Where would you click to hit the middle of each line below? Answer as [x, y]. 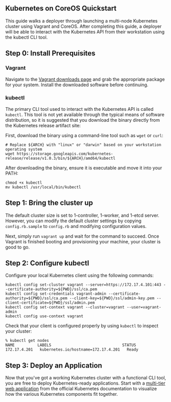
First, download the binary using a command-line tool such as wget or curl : [84, 135]
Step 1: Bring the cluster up [49, 203]
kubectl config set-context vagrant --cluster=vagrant [65, 308]
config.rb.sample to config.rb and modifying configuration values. [76, 226]
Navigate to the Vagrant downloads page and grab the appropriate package [85, 79]
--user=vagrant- [144, 308]
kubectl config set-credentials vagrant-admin [56, 294]
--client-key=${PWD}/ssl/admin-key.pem [112, 298]
